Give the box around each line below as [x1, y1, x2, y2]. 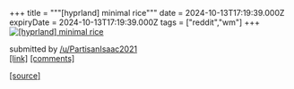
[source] [9, 70, 41, 81]
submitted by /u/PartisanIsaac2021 [9, 44, 137, 54]
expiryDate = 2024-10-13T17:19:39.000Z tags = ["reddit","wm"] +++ [9, 17, 261, 28]
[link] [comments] [9, 53, 75, 63]
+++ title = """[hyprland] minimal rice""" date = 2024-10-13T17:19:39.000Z [9, 8, 285, 18]
